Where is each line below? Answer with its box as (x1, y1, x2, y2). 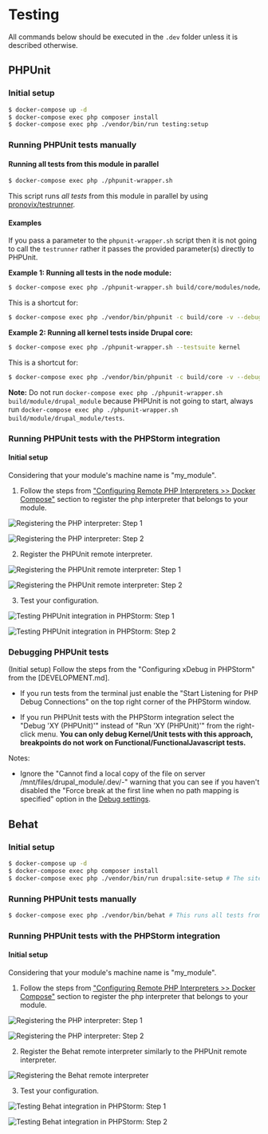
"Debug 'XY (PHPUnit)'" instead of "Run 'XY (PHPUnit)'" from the (19, 721, 235, 731)
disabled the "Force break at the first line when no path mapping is (19, 786, 239, 796)
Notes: (8, 753, 30, 763)
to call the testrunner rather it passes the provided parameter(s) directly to (8, 244, 254, 254)
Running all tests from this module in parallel (8, 159, 160, 168)
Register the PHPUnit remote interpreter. (19, 549, 153, 559)
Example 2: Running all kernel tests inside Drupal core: (8, 328, 193, 338)
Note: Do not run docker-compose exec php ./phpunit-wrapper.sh (8, 387, 223, 397)
